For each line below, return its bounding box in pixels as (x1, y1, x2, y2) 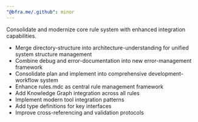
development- (148, 70, 183, 77)
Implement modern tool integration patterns (15, 96, 125, 103)
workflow (15, 76, 39, 84)
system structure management (15, 50, 92, 58)
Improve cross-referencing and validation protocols (15, 109, 144, 116)
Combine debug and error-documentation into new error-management (15, 57, 192, 64)
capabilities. (6, 32, 36, 40)
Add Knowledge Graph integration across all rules (15, 89, 140, 96)
